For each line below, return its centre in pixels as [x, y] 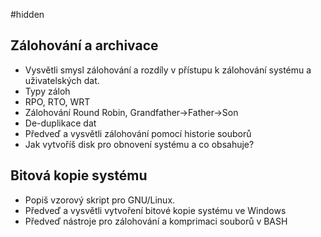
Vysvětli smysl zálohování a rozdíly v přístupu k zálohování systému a [168, 70]
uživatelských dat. [62, 80]
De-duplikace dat [60, 123]
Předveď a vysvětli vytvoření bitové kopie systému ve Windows [155, 210]
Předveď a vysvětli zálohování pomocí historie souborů [138, 133]
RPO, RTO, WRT [57, 101]
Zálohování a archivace [84, 45]
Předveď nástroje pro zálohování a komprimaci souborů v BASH [156, 221]
